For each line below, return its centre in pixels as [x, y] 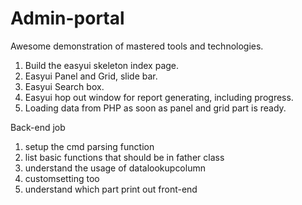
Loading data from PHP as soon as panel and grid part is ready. [155, 108]
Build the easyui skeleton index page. [102, 65]
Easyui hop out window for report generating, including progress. [159, 97]
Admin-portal [67, 18]
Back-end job [38, 127]
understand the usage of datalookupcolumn [115, 168]
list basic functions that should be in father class [124, 157]
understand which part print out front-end [111, 189]
